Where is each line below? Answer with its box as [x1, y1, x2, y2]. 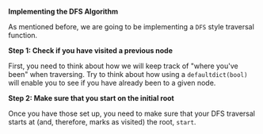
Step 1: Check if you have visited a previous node [8, 46, 173, 55]
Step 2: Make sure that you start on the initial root [8, 94, 174, 102]
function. [8, 31, 38, 40]
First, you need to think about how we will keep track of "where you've [8, 61, 239, 71]
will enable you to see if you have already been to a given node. [8, 78, 216, 87]
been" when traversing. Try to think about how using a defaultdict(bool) [8, 70, 248, 78]
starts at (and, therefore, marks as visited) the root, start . [8, 117, 196, 126]
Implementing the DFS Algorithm [8, 7, 119, 16]
